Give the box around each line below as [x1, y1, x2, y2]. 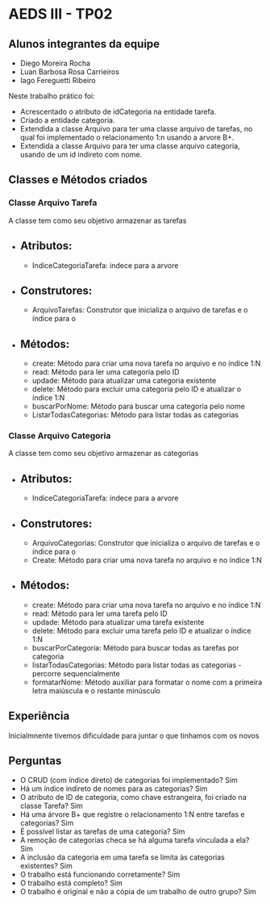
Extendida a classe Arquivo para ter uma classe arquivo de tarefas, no [19, 124, 253, 133]
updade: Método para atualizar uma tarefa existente [31, 617, 205, 626]
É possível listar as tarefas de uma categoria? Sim [19, 827, 185, 836]
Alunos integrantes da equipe [8, 37, 160, 51]
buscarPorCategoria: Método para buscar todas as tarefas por [31, 642, 239, 652]
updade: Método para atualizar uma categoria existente [31, 376, 217, 386]
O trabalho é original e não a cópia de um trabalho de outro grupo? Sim [19, 887, 256, 897]
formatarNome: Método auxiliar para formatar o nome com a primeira [31, 677, 263, 687]
